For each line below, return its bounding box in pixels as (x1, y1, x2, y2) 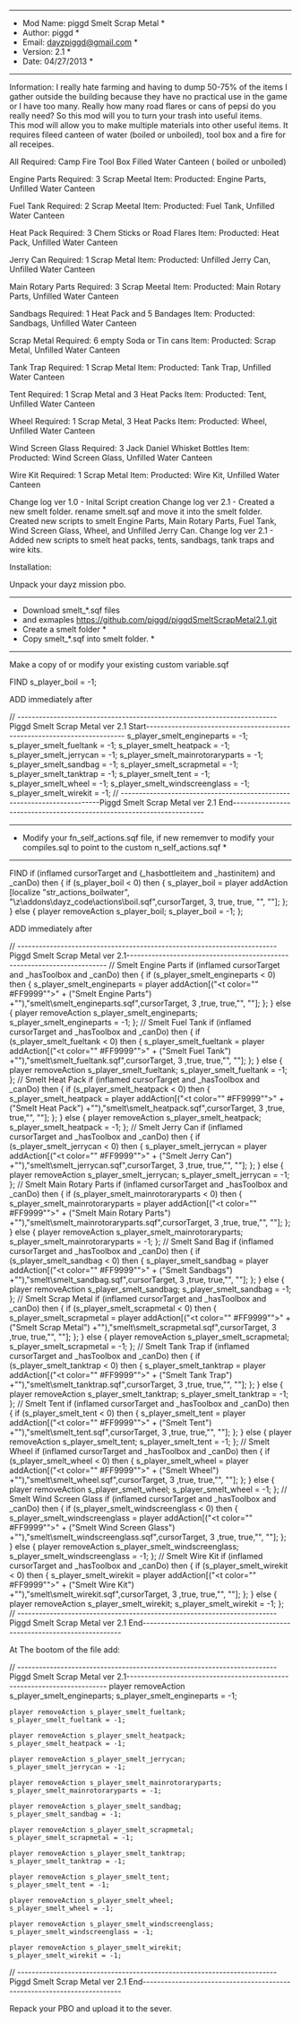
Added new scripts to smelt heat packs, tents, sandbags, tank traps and (9, 535, 275, 545)
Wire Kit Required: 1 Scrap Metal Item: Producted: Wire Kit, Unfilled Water (9, 470, 280, 480)
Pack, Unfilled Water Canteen (9, 237, 118, 248)
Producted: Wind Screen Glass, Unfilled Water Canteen (9, 452, 213, 463)
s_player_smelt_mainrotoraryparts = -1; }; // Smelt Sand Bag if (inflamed (9, 1236, 274, 1247)
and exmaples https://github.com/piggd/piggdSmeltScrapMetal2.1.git (21, 615, 278, 624)
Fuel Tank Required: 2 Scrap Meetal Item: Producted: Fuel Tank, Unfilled (9, 201, 275, 211)
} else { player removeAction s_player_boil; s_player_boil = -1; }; (9, 906, 244, 916)
